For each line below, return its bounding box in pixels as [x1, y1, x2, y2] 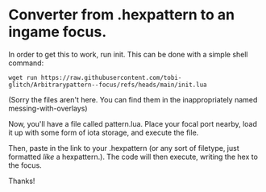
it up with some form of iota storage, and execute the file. [8, 127, 199, 137]
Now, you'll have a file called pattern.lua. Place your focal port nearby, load [8, 119, 258, 128]
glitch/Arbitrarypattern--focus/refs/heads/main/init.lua [8, 81, 207, 89]
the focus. [8, 160, 42, 170]
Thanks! [8, 176, 35, 186]
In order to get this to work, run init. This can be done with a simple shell [8, 49, 248, 59]
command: [8, 58, 44, 68]
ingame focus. [8, 23, 107, 41]
